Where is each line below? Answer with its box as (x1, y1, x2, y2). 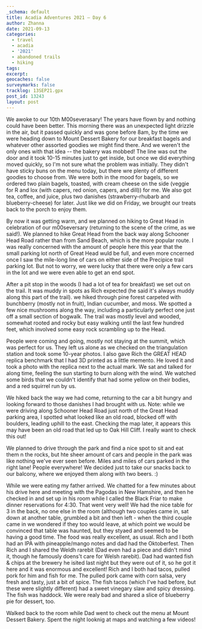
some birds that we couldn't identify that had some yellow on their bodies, (6, 376, 191, 383)
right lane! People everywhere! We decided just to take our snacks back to (6, 464, 191, 471)
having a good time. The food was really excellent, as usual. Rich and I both (6, 533, 194, 541)
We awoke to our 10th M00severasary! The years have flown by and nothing (6, 116, 196, 123)
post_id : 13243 (6, 93, 45, 99)
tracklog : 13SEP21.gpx (6, 88, 63, 94)
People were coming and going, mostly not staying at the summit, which (6, 337, 186, 344)
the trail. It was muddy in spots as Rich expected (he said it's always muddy (6, 287, 195, 294)
